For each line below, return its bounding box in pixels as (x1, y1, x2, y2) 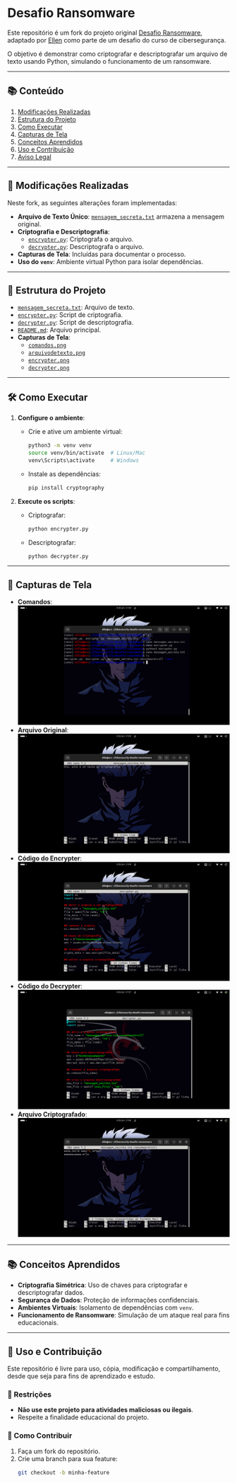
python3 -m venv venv (28, 442, 92, 449)
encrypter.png (28, 357, 70, 364)
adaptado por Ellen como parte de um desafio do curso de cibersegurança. (7, 35, 226, 44)
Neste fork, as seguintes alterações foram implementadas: (7, 198, 178, 207)
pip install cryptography (28, 484, 104, 491)
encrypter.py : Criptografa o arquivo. (28, 235, 134, 243)
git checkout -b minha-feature (17, 1469, 110, 1476)
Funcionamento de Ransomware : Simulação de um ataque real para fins (17, 1311, 230, 1320)
